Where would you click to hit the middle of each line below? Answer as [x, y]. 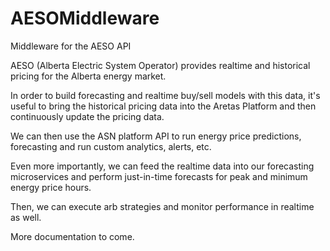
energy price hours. [51, 187]
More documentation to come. [72, 236]
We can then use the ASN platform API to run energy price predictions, [156, 136]
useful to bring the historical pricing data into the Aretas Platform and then [163, 106]
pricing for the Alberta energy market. [88, 76]
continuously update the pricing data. [87, 116]
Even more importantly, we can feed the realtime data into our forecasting [162, 166]
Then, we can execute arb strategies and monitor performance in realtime [162, 206]
